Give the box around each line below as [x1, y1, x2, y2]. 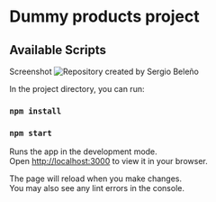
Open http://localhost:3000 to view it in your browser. [9, 156, 209, 167]
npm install [9, 106, 62, 116]
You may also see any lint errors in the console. [9, 183, 184, 194]
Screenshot [9, 66, 52, 77]
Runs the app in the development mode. [9, 146, 157, 157]
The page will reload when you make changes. [9, 173, 183, 184]
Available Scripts [9, 42, 106, 58]
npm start [9, 128, 52, 138]
